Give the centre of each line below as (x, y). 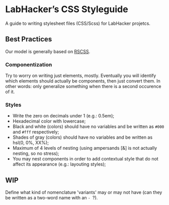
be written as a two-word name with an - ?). (52, 198)
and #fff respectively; (36, 132)
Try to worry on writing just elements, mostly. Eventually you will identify (81, 76)
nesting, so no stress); (36, 153)
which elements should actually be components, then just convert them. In (83, 81)
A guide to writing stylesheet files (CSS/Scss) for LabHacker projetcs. (78, 23)
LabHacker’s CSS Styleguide (67, 9)
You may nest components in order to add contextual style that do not (85, 159)
